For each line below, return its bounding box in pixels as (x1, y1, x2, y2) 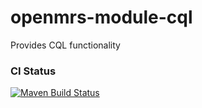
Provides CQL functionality (10, 39, 121, 51)
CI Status (10, 64, 57, 78)
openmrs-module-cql (10, 6, 193, 29)
